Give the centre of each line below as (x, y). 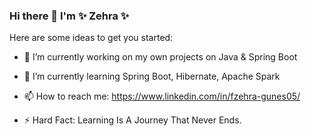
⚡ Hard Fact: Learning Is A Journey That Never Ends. (132, 120)
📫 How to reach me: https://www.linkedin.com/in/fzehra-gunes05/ (162, 96)
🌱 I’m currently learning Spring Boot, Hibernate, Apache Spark (152, 76)
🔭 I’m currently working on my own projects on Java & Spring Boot (160, 57)
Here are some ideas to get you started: (91, 38)
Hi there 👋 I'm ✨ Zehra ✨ (69, 16)
